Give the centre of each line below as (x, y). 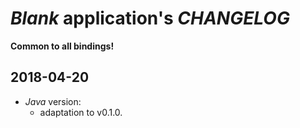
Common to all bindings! (62, 46)
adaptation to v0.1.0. (81, 112)
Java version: (53, 101)
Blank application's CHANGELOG (150, 18)
